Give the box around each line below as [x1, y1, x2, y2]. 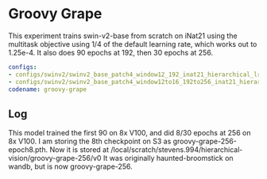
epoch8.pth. [8, 145, 48, 154]
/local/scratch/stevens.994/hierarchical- [110, 145, 243, 154]
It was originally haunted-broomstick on [103, 154, 234, 163]
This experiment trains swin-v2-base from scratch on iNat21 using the [8, 31, 238, 40]
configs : [8, 63, 37, 71]
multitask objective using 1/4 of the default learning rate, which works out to [8, 39, 257, 48]
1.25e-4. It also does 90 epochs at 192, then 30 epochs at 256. [8, 48, 213, 57]
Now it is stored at [49, 145, 110, 154]
